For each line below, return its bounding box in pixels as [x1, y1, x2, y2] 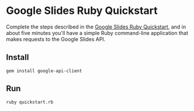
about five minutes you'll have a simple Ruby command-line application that [6, 29, 189, 36]
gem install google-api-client [6, 68, 82, 74]
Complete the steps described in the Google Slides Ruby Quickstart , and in [6, 23, 186, 30]
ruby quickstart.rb [6, 99, 54, 105]
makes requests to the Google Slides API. [6, 35, 106, 42]
